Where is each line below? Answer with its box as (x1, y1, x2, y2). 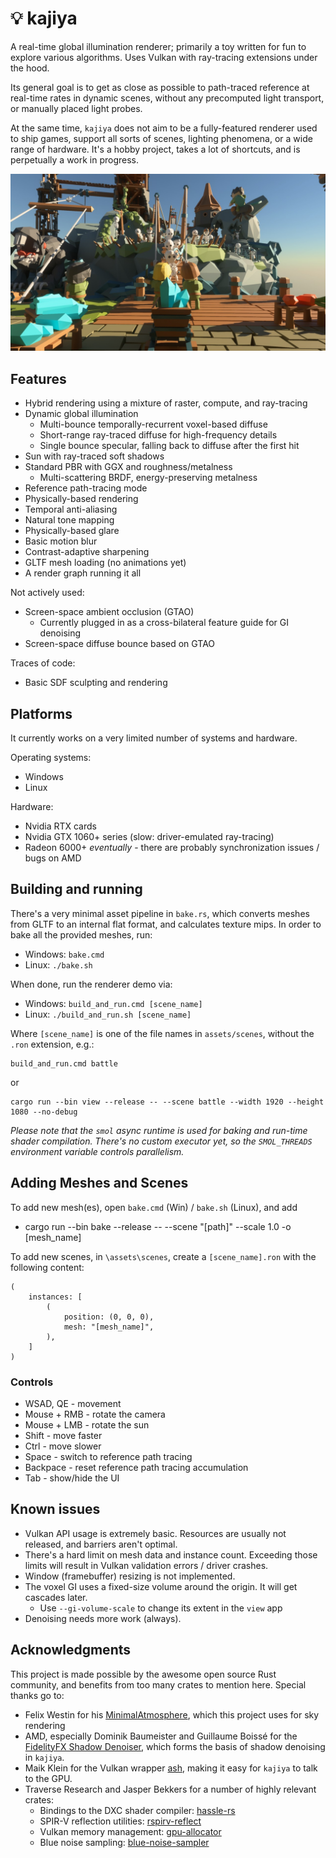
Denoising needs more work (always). (24, 1612, 182, 1624)
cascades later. (24, 1591, 88, 1603)
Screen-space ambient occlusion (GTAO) (24, 606, 195, 618)
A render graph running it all (24, 567, 142, 579)
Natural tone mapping (24, 514, 115, 526)
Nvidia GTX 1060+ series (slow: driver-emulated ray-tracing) (24, 831, 275, 843)
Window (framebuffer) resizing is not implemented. (24, 1570, 236, 1582)
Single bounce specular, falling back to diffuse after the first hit (39, 440, 300, 452)
